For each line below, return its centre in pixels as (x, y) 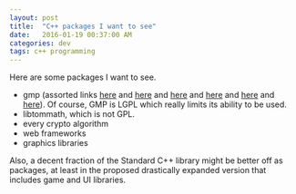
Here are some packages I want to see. (83, 77)
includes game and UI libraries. (67, 180)
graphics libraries (55, 143)
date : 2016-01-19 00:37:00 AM (71, 34)
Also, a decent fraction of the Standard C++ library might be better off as (147, 160)
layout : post (34, 18)
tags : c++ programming (52, 52)
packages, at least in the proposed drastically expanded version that (138, 170)
